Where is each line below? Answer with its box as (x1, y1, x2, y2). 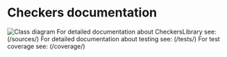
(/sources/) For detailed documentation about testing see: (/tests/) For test (7, 34, 220, 43)
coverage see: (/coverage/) (7, 42, 85, 50)
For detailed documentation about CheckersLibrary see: (56, 27, 217, 36)
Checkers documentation (7, 5, 158, 21)
